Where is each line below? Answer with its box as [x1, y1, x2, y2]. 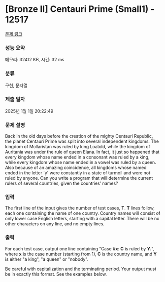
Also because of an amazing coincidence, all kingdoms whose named [5, 164, 147, 171]
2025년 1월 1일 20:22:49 [5, 108, 54, 114]
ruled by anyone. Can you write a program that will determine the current [5, 175, 153, 181]
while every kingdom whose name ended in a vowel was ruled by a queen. [5, 160, 156, 165]
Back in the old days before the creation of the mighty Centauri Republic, [5, 133, 153, 139]
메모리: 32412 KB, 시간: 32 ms [5, 57, 65, 63]
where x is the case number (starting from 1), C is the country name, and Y [5, 251, 157, 257]
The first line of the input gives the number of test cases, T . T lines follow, [5, 205, 155, 211]
